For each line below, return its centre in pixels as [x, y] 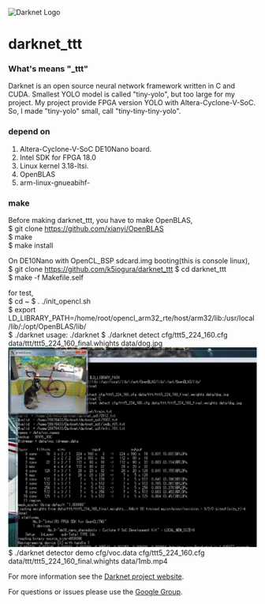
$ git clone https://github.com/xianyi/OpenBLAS [86, 228]
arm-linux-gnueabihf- [55, 183]
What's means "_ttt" [49, 69]
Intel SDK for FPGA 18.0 [58, 157]
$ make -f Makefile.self [46, 277]
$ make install [31, 246]
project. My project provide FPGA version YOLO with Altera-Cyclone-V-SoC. [132, 103]
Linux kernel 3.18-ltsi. [54, 165]
